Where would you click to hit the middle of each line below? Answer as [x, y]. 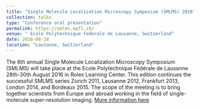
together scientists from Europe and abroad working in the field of [87, 94]
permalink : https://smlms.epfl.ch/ [50, 28]
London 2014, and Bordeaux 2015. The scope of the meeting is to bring [93, 87]
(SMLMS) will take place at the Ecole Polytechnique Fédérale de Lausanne [97, 68]
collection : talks [29, 17]
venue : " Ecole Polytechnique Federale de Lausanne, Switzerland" [90, 34]
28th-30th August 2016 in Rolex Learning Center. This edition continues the [99, 74]
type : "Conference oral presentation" [54, 23]
